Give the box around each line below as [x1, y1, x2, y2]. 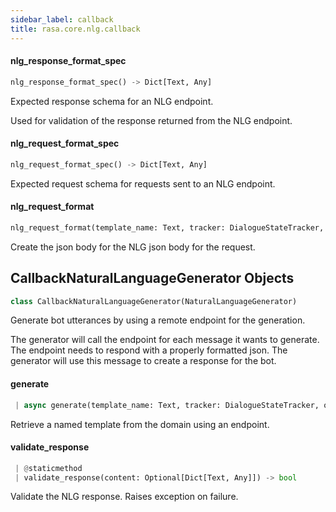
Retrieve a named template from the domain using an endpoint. [10, 418, 270, 430]
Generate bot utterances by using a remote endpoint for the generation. [10, 314, 306, 326]
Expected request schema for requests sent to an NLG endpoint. [10, 177, 276, 190]
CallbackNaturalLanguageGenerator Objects [10, 270, 295, 287]
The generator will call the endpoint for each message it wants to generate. [10, 334, 320, 346]
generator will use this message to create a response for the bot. [10, 355, 277, 367]
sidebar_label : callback [10, 14, 114, 25]
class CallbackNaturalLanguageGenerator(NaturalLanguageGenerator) [10, 296, 298, 306]
